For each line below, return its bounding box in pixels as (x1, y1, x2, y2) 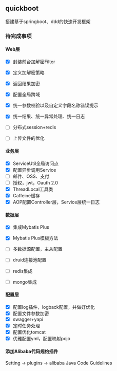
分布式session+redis (12, 124, 56, 131)
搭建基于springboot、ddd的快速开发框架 (5, 18, 91, 25)
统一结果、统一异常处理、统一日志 (12, 113, 85, 120)
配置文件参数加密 (12, 310, 49, 317)
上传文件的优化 (12, 135, 45, 141)
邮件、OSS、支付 (12, 173, 50, 179)
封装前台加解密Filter (12, 59, 55, 65)
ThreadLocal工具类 (12, 186, 53, 192)
